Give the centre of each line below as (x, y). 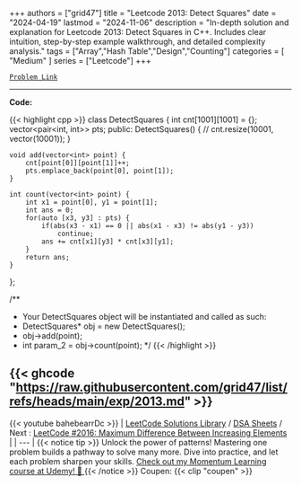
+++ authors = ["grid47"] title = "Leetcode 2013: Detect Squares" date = (143, 13)
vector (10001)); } (40, 139)
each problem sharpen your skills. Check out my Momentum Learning (138, 461)
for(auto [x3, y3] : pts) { (77, 218)
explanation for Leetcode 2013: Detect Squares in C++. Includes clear (138, 32)
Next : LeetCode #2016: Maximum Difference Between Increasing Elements (148, 432)
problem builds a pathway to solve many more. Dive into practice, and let (144, 452)
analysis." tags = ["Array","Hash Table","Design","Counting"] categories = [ (147, 51)
